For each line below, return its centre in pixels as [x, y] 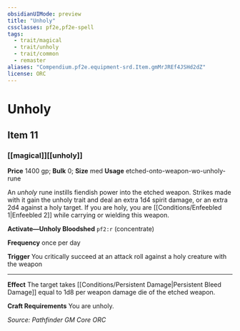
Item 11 [23, 135]
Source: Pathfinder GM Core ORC [57, 320]
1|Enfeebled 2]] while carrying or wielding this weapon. [89, 215]
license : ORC [27, 73]
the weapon [25, 264]
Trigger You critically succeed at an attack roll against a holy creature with [117, 257]
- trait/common [36, 54]
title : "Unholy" [31, 21]
